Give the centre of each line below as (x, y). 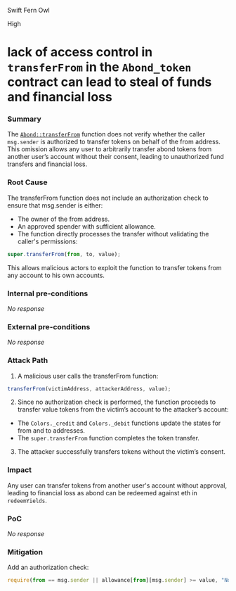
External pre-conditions (49, 326)
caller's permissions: (47, 241)
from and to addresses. (51, 431)
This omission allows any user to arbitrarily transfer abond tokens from (110, 149)
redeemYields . (27, 500)
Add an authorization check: (48, 567)
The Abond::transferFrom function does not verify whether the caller (106, 134)
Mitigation (25, 552)
